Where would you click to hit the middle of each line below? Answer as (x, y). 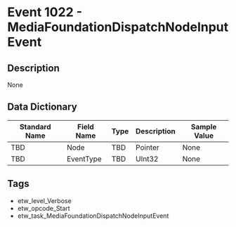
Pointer (147, 147)
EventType (84, 159)
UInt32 (147, 159)
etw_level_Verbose (44, 200)
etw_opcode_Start (44, 208)
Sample (204, 127)
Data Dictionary (42, 107)
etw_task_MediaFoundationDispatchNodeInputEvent (93, 216)
